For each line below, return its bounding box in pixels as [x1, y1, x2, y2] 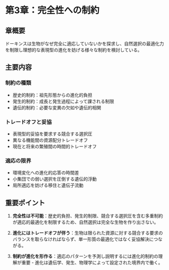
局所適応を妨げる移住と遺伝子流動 [12, 182, 84, 188]
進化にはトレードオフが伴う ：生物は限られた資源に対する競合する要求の [12, 230, 163, 236]
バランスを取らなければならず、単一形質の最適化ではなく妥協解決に [12, 236, 154, 242]
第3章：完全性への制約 [5, 5, 100, 16]
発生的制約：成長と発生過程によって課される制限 [12, 98, 115, 104]
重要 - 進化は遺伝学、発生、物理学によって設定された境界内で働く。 [21, 259, 163, 265]
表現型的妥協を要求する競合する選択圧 [12, 131, 92, 137]
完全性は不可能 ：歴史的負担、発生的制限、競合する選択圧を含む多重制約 [12, 213, 163, 219]
